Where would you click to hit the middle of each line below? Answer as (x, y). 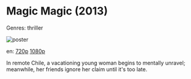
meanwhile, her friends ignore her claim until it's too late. (77, 69)
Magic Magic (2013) (57, 11)
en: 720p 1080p (26, 51)
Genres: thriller (25, 28)
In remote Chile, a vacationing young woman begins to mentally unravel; (96, 63)
